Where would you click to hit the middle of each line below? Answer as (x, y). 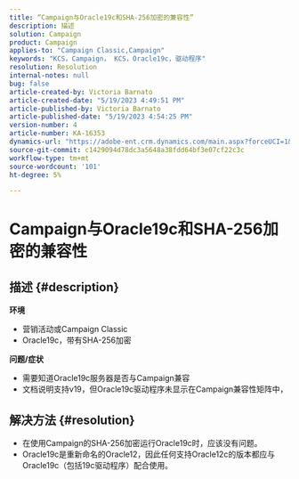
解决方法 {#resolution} (72, 420)
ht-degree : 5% (36, 175)
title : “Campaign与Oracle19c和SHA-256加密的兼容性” (101, 17)
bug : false (29, 84)
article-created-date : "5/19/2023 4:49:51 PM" (97, 100)
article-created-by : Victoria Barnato (81, 92)
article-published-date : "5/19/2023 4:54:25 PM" (101, 117)
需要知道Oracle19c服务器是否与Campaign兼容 (106, 378)
